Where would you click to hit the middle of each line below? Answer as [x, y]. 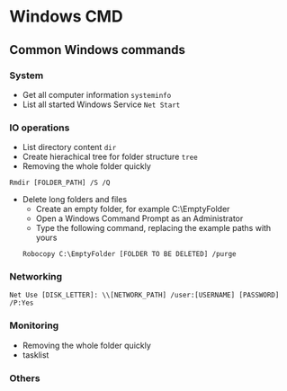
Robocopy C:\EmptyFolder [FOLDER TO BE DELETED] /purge [129, 254]
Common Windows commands [98, 50]
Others [25, 378]
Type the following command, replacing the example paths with [153, 228]
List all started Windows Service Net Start [101, 104]
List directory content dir [69, 147]
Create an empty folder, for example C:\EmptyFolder [133, 209]
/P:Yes [22, 303]
